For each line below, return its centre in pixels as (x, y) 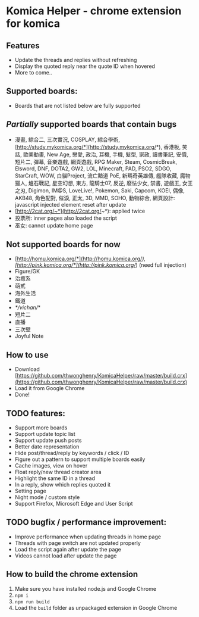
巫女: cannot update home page (54, 225)
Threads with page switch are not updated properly (78, 543)
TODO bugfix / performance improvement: (86, 522)
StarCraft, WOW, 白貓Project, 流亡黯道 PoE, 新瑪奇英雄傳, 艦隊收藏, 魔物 (103, 175)
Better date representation (47, 447)
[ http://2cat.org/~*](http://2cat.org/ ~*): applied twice (80, 211)
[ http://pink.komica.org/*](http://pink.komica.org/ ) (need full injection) (101, 265)
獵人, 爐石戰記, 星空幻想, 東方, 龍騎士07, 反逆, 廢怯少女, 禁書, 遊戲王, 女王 (104, 183)
